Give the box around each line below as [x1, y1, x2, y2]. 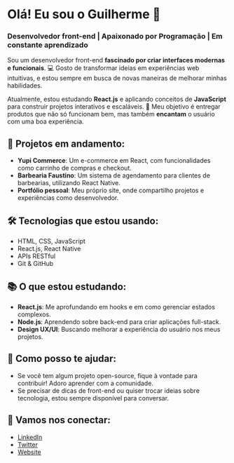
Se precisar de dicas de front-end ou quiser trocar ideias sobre [17, 386, 200, 395]
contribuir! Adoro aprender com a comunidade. [17, 379, 154, 387]
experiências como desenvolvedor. [17, 194, 119, 202]
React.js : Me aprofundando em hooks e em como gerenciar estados [17, 302, 216, 311]
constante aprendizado [7, 40, 89, 50]
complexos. [17, 310, 51, 318]
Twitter [17, 440, 39, 448]
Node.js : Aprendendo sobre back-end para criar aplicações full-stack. [17, 317, 221, 326]
